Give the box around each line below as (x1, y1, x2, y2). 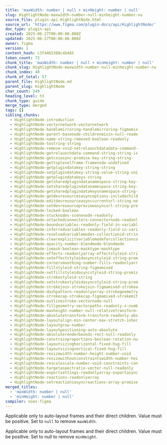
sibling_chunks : (5, 112, 40, 118)
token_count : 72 (5, 55, 40, 61)
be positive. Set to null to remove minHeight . (5, 434, 98, 440)
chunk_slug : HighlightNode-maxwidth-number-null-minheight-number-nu (5, 65, 157, 70)
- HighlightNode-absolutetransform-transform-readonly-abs (10, 313, 138, 318)
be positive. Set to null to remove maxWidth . (5, 418, 97, 424)
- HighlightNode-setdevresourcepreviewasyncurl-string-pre (10, 203, 138, 208)
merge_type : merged (5, 103, 47, 108)
